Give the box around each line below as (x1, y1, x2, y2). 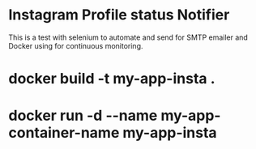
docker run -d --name (8, 107, 158, 125)
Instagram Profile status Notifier (8, 6, 230, 24)
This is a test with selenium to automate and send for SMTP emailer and (8, 32, 249, 42)
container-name (8, 124, 120, 143)
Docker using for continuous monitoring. (8, 40, 143, 50)
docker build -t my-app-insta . (8, 70, 216, 88)
